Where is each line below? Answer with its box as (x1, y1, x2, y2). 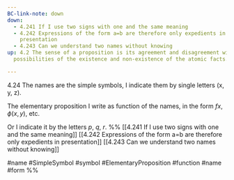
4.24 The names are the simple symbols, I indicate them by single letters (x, (7, 81, 224, 89)
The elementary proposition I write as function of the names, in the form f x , (7, 102, 223, 110)
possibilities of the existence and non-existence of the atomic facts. (13, 56, 229, 63)
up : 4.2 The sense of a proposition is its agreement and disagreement (7, 50, 219, 57)
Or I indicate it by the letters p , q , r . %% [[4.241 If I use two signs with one (7, 123, 219, 131)
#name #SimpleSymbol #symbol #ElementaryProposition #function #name (7, 158, 221, 167)
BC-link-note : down (7, 10, 64, 17)
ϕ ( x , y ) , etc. (7, 109, 40, 117)
